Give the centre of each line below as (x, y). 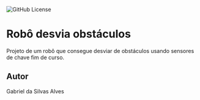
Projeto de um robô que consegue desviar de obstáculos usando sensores (100, 51)
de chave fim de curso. (35, 57)
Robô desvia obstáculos (69, 34)
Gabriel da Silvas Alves (35, 91)
